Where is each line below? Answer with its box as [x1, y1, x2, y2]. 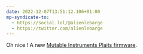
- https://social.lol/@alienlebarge [11, 20, 103, 26]
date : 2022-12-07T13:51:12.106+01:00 [6, 8, 101, 15]
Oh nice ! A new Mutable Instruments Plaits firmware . [6, 42, 138, 49]
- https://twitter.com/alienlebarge [11, 25, 103, 31]
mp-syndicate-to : [6, 14, 50, 20]
